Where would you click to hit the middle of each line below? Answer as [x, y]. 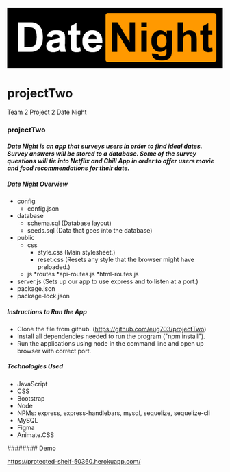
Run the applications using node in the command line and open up [110, 343]
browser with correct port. [54, 351]
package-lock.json [43, 296]
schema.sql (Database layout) [69, 223]
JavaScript [32, 383]
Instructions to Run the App [47, 311]
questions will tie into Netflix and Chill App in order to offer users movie [111, 161]
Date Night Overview [38, 184]
